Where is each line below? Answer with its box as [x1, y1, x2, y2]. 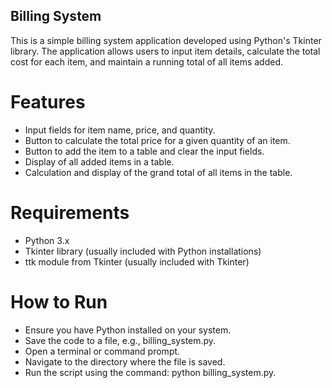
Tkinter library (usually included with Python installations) [24, 245, 262, 257]
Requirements [10, 201, 130, 224]
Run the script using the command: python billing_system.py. [24, 366, 277, 378]
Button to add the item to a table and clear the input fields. [24, 145, 265, 157]
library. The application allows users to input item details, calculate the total [10, 45, 321, 57]
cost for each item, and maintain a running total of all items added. [10, 55, 284, 68]
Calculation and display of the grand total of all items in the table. [24, 166, 293, 178]
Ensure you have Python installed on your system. [24, 324, 232, 336]
